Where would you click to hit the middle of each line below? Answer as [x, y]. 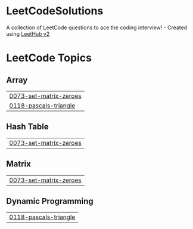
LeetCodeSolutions [55, 11]
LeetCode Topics [49, 58]
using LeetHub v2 [28, 33]
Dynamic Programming [50, 201]
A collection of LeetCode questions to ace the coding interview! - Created [97, 27]
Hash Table [27, 127]
